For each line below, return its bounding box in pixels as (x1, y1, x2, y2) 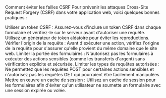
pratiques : (5, 15, 27, 20)
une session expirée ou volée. (5, 88, 66, 93)
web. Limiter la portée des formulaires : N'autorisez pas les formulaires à (5, 50, 154, 56)
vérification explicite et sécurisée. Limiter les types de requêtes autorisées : (5, 61, 160, 67)
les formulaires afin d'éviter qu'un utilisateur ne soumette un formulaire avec (5, 82, 161, 88)
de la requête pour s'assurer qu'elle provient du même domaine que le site (5, 46, 158, 51)
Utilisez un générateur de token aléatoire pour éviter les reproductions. (5, 35, 150, 41)
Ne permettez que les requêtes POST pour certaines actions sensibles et (5, 66, 154, 72)
